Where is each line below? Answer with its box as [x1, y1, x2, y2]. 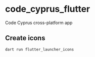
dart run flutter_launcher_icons [5, 47, 74, 52]
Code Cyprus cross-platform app [5, 20, 73, 26]
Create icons [5, 34, 46, 42]
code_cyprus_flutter [5, 3, 90, 15]
